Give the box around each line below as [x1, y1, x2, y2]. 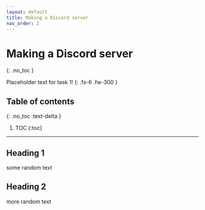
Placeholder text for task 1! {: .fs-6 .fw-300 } [6, 79, 118, 86]
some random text [6, 164, 52, 171]
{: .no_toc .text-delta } [6, 112, 62, 120]
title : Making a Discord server [6, 15, 88, 21]
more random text [6, 198, 52, 205]
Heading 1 [6, 148, 45, 158]
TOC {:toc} [15, 125, 43, 132]
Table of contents [6, 96, 74, 107]
